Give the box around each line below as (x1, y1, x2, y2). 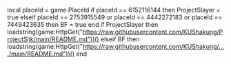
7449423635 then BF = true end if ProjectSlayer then (7, 21, 159, 28)
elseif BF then (100, 35, 140, 43)
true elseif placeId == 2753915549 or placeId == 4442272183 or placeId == (7, 13, 223, 21)
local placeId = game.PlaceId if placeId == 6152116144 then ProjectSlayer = (7, 6, 221, 14)
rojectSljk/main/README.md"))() (7, 35, 99, 43)
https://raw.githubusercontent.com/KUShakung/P (82, 28, 223, 36)
